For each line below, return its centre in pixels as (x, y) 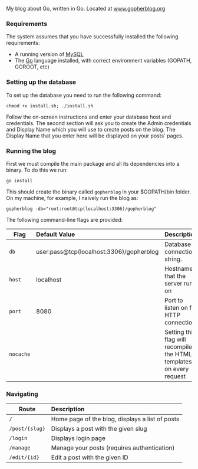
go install (19, 181)
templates (178, 361)
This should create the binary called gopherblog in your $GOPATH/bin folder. (99, 192)
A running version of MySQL (49, 54)
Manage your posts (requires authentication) (113, 448)
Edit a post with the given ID (90, 458)
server (173, 283)
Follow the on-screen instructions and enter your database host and (89, 117)
